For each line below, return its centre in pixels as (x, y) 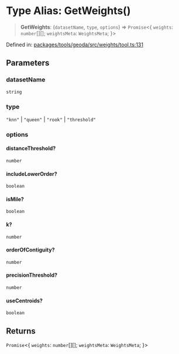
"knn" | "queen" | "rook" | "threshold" (51, 119)
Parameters (28, 63)
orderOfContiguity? (30, 250)
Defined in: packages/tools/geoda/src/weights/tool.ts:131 (75, 45)
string (14, 92)
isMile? (15, 199)
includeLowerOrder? (32, 173)
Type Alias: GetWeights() (68, 11)
